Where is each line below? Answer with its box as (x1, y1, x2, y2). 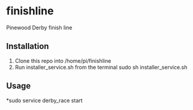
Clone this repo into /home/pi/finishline (14, 57, 111, 64)
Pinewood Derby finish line (6, 24, 73, 31)
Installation (6, 41, 49, 51)
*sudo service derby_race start (6, 97, 83, 104)
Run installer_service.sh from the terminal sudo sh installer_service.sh (14, 63, 188, 71)
